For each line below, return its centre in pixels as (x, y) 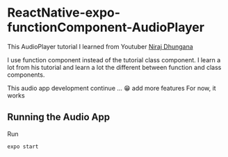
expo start (23, 147)
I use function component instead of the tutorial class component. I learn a (114, 59)
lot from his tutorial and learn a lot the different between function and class (114, 67)
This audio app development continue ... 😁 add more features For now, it (112, 88)
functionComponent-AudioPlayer (106, 27)
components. (26, 75)
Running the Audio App (59, 117)
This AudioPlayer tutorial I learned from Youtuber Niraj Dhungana (100, 46)
